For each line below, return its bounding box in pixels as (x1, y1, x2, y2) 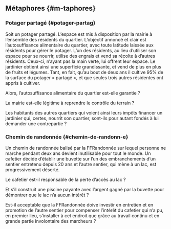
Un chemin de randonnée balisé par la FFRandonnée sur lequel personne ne (5, 145, 166, 151)
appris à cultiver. (5, 80, 40, 86)
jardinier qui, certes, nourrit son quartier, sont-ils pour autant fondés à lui (5, 115, 159, 121)
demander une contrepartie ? (5, 120, 67, 127)
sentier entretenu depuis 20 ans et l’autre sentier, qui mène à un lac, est (5, 161, 157, 167)
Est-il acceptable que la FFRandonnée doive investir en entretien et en (5, 201, 154, 208)
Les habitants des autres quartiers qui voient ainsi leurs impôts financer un (5, 109, 163, 116)
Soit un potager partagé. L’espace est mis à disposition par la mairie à (5, 31, 153, 37)
